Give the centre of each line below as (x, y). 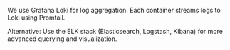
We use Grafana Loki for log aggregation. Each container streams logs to (114, 10)
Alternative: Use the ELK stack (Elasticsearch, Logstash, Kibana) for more (115, 31)
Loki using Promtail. (36, 18)
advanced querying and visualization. (62, 39)
